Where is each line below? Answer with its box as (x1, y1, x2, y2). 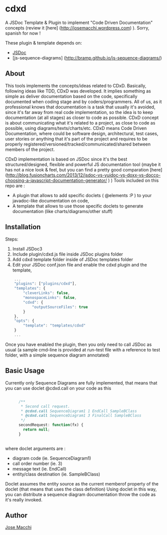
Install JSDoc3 (12, 245, 42, 251)
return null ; (23, 427, 50, 432)
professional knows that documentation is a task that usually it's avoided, (5, 103, 156, 110)
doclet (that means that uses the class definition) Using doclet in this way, (5, 486, 157, 492)
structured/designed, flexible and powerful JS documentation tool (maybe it (5, 161, 161, 167)
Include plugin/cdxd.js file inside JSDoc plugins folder (12, 251, 123, 257)
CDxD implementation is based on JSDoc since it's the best (5, 156, 128, 162)
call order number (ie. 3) (12, 460, 63, 466)
